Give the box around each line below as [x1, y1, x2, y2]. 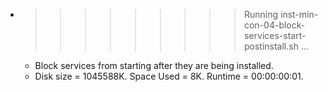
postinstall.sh [243, 40, 299, 52]
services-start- [243, 30, 307, 41]
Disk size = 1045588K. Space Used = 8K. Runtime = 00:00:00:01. [34, 70, 304, 82]
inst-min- [279, 9, 319, 20]
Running [243, 9, 279, 20]
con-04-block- [243, 19, 306, 31]
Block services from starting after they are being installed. [34, 60, 274, 71]
